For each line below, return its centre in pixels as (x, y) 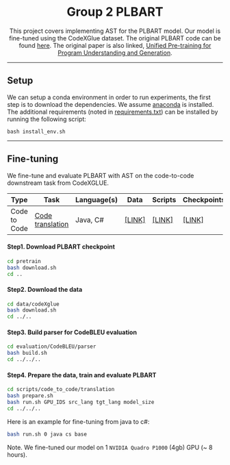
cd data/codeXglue (33, 304)
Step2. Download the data (45, 289)
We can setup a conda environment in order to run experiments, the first (109, 97)
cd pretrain (24, 261)
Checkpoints (204, 199)
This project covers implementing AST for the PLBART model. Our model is (115, 31)
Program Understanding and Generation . (115, 53)
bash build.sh (27, 353)
